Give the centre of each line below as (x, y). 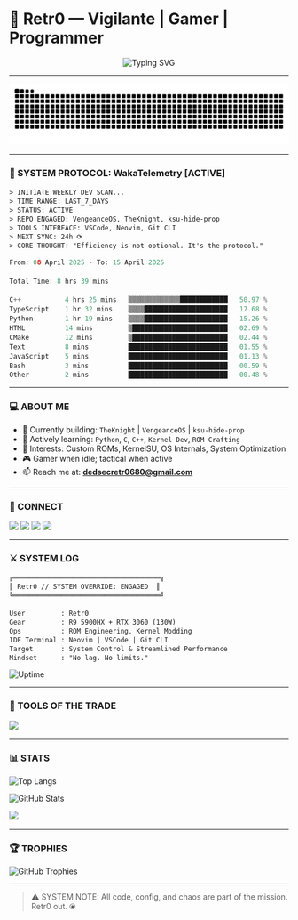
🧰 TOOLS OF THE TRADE (63, 706)
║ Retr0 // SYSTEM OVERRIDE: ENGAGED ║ (85, 587)
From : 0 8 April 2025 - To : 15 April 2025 (87, 262)
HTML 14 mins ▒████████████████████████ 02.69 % (138, 328)
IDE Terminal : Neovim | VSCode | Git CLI (89, 641)
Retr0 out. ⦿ (53, 907)
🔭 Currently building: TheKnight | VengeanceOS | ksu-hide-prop (133, 429)
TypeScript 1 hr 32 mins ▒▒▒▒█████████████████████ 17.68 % (138, 310)
